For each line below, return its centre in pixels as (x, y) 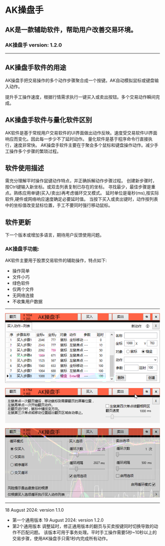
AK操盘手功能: (22, 249)
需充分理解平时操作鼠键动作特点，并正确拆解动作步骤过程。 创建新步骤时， (81, 181)
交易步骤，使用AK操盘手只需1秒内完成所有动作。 (61, 539)
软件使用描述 (25, 168)
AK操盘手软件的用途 (36, 67)
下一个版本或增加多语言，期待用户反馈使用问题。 (55, 235)
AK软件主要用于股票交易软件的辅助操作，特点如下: (56, 260)
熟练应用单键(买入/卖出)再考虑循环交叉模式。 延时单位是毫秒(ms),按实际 (86, 193)
